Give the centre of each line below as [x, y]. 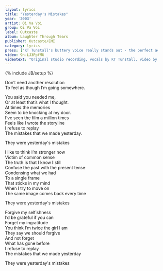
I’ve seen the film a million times [37, 118]
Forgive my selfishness [28, 213]
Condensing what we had [31, 173]
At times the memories [28, 108]
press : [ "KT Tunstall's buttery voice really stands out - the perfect [79, 50]
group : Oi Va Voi [23, 28]
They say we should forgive [33, 233]
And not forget [20, 238]
